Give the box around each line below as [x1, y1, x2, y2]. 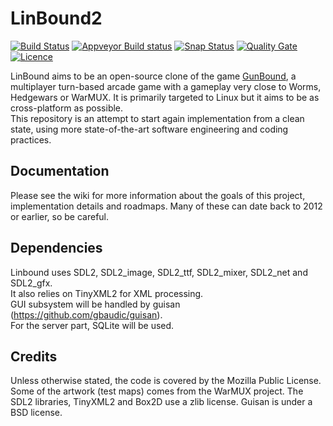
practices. [10, 133, 52, 146]
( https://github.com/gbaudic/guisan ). [10, 308, 163, 321]
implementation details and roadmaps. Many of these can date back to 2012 [10, 200, 323, 212]
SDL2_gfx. [10, 277, 53, 289]
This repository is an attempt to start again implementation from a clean [10, 112, 305, 124]
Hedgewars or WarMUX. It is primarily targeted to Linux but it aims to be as [10, 91, 320, 103]
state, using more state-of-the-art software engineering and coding [10, 123, 289, 135]
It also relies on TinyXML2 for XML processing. [10, 287, 204, 299]
